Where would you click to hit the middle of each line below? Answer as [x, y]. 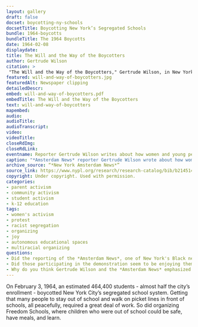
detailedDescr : [25, 89]
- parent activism [29, 187]
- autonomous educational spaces [47, 242]
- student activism [30, 198]
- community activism [33, 192]
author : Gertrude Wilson [37, 61]
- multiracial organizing [38, 248]
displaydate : [22, 50]
